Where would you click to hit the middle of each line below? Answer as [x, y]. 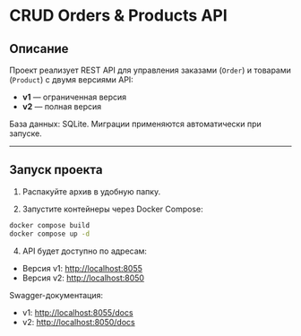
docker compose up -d [50, 234]
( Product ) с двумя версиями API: [72, 80]
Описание [39, 49]
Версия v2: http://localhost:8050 [83, 278]
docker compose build [50, 225]
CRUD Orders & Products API [119, 16]
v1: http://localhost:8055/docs [77, 312]
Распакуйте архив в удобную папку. [91, 191]
